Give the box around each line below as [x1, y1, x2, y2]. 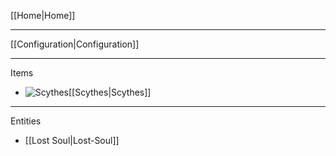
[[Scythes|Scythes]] [68, 86, 152, 98]
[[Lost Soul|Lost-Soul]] [24, 135, 120, 146]
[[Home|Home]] [10, 10, 76, 21]
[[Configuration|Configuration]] [10, 38, 140, 50]
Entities [10, 115, 42, 127]
